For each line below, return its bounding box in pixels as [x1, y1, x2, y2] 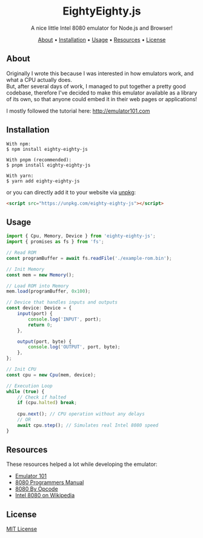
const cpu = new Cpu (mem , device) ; [6, 371, 96, 378]
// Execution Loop [6, 383, 53, 389]
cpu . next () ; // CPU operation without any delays [17, 411, 145, 417]
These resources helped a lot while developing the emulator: [6, 460, 158, 468]
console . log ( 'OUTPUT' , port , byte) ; [28, 344, 121, 350]
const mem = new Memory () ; [6, 271, 75, 278]
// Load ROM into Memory [6, 283, 69, 289]
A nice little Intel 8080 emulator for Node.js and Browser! [31, 24, 173, 32]
